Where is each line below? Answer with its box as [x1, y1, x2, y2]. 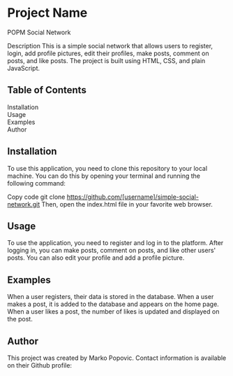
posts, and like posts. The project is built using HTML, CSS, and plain [7, 56, 206, 64]
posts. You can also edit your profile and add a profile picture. [7, 253, 185, 262]
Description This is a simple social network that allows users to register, [7, 41, 213, 50]
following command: [7, 179, 66, 187]
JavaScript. [7, 64, 40, 72]
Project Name [7, 5, 88, 21]
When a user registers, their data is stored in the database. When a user [7, 293, 214, 301]
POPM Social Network [7, 28, 71, 36]
